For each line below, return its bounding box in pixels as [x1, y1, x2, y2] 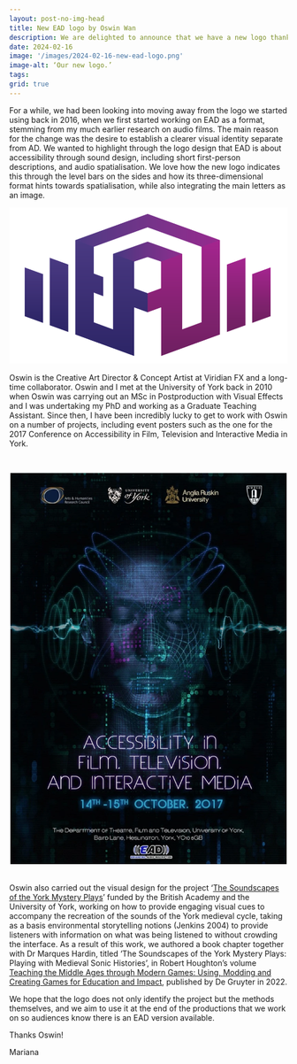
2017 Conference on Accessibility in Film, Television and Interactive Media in [9, 428, 288, 439]
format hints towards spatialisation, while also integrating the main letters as [9, 180, 286, 190]
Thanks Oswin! [9, 1029, 64, 1040]
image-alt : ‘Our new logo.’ [9, 61, 113, 70]
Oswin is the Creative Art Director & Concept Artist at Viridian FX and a [9, 372, 267, 382]
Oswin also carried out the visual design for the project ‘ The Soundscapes [9, 883, 280, 893]
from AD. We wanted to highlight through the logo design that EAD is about [9, 143, 282, 153]
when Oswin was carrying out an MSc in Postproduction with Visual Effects [9, 390, 284, 402]
